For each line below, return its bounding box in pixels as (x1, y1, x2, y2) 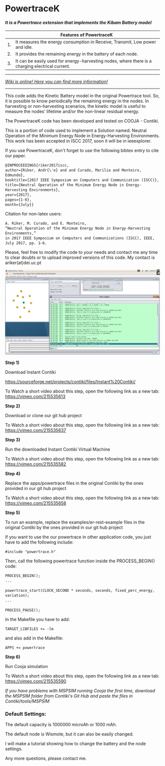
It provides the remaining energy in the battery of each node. (15, 51, 138, 57)
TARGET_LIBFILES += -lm (5, 626, 54, 631)
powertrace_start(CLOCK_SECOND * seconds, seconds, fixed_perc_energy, (5, 588, 155, 593)
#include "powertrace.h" (5, 549, 56, 554)
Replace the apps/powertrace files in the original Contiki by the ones (5, 480, 144, 486)
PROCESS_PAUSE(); (5, 608, 41, 613)
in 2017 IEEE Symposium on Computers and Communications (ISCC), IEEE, (5, 236, 155, 241)
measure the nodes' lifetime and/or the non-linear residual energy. (5, 109, 139, 115)
